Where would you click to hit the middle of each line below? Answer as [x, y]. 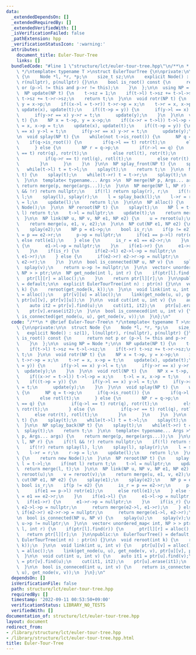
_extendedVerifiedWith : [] [44, 28]
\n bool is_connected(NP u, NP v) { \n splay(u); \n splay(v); [101, 518]
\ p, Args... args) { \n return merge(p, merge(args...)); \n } [99, 436]
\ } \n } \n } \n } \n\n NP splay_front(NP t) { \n [96, 164]
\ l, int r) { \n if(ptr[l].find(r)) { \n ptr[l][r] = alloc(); [104, 529]
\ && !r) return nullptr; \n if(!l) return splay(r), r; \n [92, 191]
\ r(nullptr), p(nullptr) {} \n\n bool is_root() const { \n [94, 83]
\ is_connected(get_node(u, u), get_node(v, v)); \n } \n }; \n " [94, 316]
